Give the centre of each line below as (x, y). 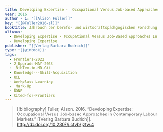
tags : (10, 55)
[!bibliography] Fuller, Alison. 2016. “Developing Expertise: (75, 109)
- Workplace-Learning (31, 82)
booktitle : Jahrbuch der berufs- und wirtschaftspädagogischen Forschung (81, 28)
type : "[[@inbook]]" (26, 50)
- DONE (16, 91)
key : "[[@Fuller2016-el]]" (32, 23)
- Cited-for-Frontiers (32, 95)
